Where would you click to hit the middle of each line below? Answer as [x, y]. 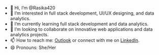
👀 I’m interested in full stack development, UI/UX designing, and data [82, 13]
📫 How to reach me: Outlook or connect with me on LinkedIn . [75, 40]
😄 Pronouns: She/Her [33, 47]
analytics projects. [29, 35]
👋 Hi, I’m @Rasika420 [33, 8]
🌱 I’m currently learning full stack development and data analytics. [79, 24]
